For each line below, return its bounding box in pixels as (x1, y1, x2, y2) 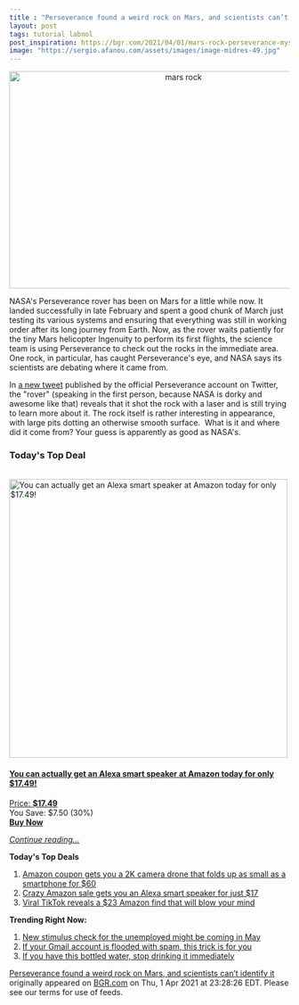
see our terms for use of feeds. (9, 986, 123, 997)
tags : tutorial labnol (9, 29, 93, 38)
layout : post (9, 21, 58, 30)
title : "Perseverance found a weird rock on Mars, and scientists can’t (9, 12, 289, 22)
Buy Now (9, 817, 44, 828)
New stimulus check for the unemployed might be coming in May (21, 931, 261, 942)
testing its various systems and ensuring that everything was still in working (9, 315, 287, 325)
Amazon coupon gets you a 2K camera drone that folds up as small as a (21, 869, 287, 879)
